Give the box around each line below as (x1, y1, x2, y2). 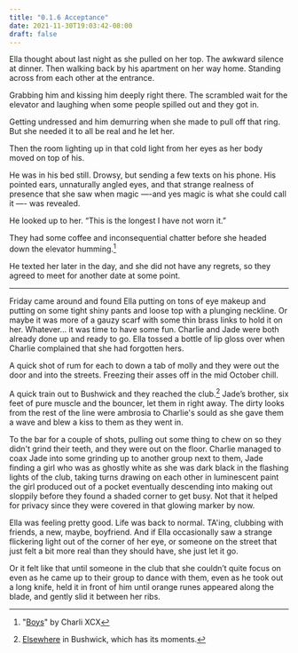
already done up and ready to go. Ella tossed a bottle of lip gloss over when (9, 334, 286, 345)
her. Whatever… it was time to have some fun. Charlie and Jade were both (9, 324, 279, 335)
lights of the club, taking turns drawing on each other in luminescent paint (9, 472, 279, 482)
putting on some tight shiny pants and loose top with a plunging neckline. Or (9, 306, 288, 316)
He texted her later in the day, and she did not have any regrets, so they (9, 261, 271, 272)
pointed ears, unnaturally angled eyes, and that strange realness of (9, 179, 255, 190)
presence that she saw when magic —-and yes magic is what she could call (9, 188, 286, 200)
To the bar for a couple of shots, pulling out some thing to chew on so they (9, 434, 282, 444)
